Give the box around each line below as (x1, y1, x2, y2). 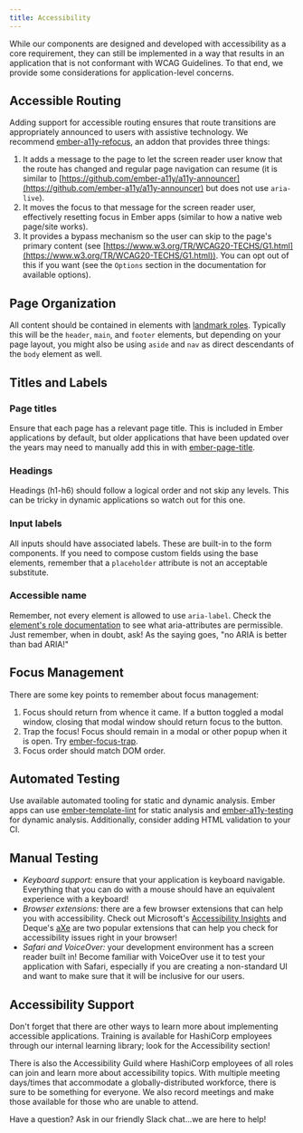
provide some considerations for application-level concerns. (9, 67, 234, 78)
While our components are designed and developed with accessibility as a (9, 38, 287, 49)
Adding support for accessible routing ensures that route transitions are (9, 117, 277, 128)
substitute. (9, 567, 50, 578)
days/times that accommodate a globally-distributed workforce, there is (9, 1077, 277, 1088)
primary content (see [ (22, 241, 107, 252)
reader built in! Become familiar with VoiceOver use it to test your (22, 952, 266, 963)
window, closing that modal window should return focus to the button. (22, 716, 283, 727)
